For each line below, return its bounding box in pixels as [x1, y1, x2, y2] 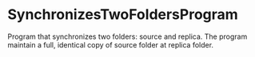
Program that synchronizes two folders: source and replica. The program [7, 32, 248, 41]
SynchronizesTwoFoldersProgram [7, 6, 239, 24]
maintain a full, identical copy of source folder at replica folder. [7, 40, 213, 49]
